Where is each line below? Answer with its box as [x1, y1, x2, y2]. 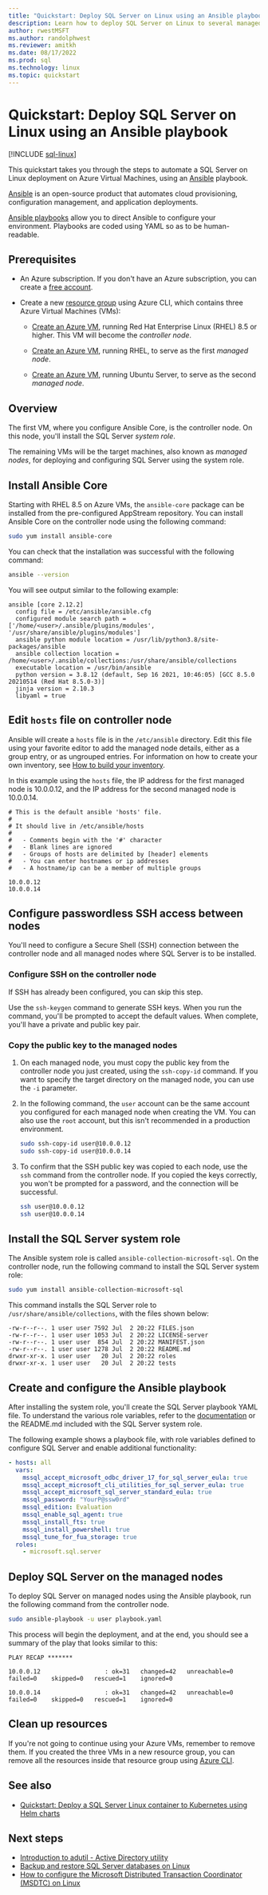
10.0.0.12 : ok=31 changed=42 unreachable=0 [8, 1668, 234, 1676]
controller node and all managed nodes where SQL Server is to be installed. [8, 949, 257, 958]
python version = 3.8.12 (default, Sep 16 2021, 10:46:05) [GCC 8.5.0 [15, 670, 255, 678]
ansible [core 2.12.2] [8, 601, 84, 609]
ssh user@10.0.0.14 [19, 1209, 85, 1218]
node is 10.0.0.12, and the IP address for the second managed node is [8, 784, 237, 794]
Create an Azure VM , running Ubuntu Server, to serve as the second [31, 370, 257, 380]
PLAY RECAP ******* [8, 1653, 73, 1662]
